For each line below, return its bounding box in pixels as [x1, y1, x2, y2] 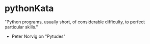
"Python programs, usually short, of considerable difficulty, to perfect [4, 19, 145, 25]
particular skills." [4, 24, 38, 29]
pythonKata [4, 3, 54, 14]
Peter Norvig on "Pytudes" [11, 33, 66, 39]
